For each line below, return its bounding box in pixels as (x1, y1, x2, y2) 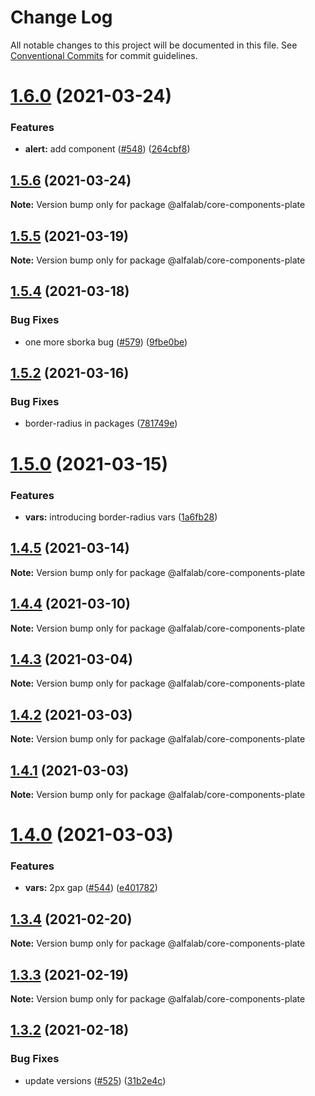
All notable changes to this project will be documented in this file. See (10, 39, 298, 51)
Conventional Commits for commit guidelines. (10, 49, 198, 61)
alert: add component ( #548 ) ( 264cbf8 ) (24, 143, 191, 155)
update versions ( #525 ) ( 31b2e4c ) (24, 1074, 167, 1086)
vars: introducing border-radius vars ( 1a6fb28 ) (24, 511, 218, 523)
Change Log (10, 6, 113, 29)
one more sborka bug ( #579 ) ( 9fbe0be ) (24, 336, 188, 348)
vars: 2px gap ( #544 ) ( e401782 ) (24, 882, 158, 894)
